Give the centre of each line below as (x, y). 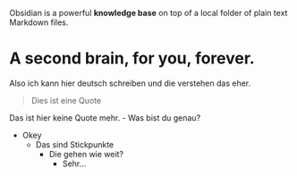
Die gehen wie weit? (86, 154)
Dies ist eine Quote (66, 100)
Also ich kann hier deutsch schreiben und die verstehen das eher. (130, 83)
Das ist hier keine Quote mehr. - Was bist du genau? (105, 117)
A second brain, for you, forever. (132, 59)
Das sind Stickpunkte (75, 144)
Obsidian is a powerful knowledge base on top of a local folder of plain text (148, 13)
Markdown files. (39, 22)
